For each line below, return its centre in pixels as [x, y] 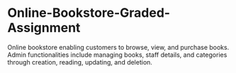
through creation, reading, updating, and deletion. [80, 62]
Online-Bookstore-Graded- [89, 13]
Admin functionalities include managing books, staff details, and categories [117, 55]
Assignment [44, 28]
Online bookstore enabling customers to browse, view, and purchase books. [118, 47]
